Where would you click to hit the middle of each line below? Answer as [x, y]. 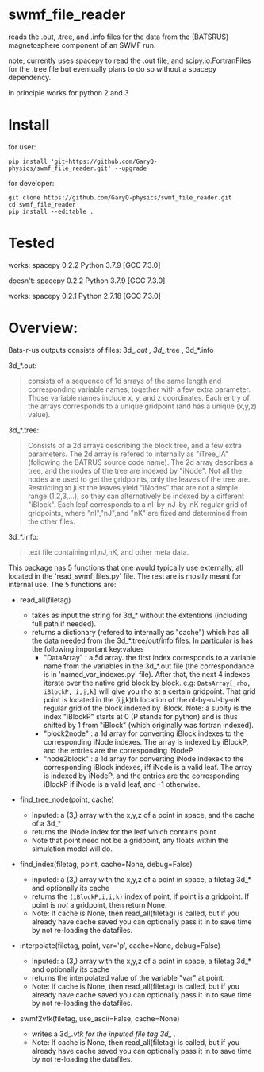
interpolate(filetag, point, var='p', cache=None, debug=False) [120, 945]
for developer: [31, 183]
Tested [32, 243]
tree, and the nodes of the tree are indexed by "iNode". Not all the [135, 470]
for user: [22, 147]
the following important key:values [88, 648]
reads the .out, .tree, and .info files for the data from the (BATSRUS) [119, 37]
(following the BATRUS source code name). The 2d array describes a [140, 462]
